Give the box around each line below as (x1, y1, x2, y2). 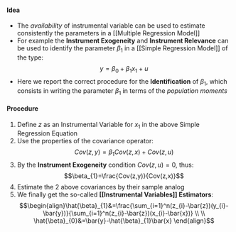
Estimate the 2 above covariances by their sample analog (16, 183, 185, 192)
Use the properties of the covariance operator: (16, 137, 154, 145)
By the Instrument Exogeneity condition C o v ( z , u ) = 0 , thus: (16, 160, 194, 170)
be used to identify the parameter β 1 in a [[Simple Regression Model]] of (16, 44, 228, 54)
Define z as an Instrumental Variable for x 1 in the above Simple (16, 120, 200, 131)
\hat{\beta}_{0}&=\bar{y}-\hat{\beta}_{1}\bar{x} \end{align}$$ (33, 216, 215, 225)
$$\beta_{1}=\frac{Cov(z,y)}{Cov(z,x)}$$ (64, 172, 184, 180)
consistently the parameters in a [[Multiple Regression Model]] (16, 29, 200, 38)
